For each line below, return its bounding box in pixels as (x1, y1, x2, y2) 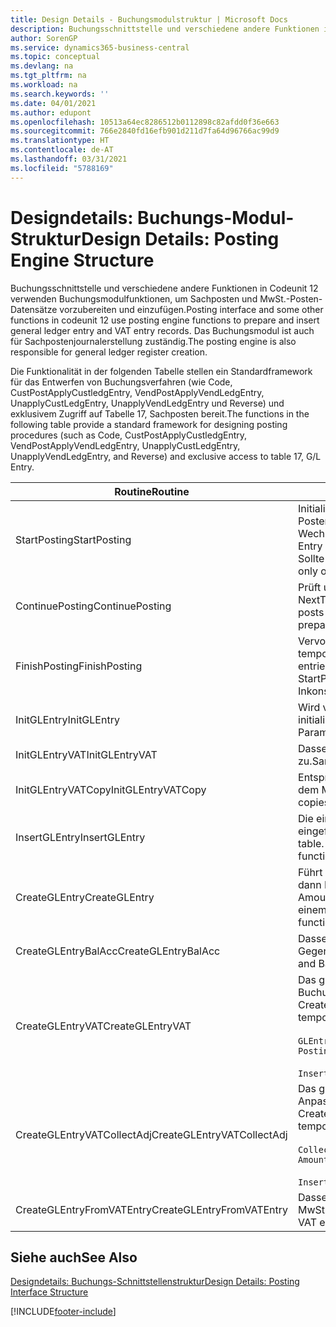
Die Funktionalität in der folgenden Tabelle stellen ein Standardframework (10, 365, 313, 377)
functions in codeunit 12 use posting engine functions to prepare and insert (10, 314, 320, 326)
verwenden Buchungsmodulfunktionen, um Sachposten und (10, 292, 258, 305)
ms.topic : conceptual (10, 52, 101, 62)
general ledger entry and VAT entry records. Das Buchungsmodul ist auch (10, 324, 315, 336)
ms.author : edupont (10, 107, 92, 118)
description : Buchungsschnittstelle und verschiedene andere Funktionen (10, 24, 320, 34)
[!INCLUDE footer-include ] (10, 1306, 117, 1318)
